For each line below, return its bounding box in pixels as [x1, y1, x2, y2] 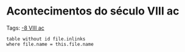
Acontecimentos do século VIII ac [6, 4, 180, 18]
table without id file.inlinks [6, 36, 86, 42]
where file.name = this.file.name [6, 41, 94, 47]
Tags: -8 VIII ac [6, 24, 44, 31]
